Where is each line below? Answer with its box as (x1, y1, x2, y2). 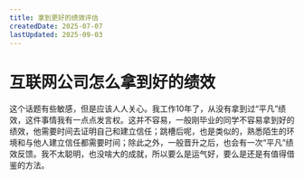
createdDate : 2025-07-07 (9, 22, 103, 31)
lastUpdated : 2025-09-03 (9, 30, 103, 39)
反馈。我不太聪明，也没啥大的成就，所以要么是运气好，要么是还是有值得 (16, 148, 287, 159)
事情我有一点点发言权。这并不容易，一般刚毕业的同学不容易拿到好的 (40, 115, 295, 126)
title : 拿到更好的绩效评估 (9, 13, 100, 23)
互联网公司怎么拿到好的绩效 (9, 71, 216, 92)
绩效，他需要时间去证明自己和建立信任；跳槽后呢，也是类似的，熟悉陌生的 (9, 126, 287, 137)
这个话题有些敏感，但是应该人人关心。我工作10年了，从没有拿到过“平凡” (9, 103, 279, 114)
